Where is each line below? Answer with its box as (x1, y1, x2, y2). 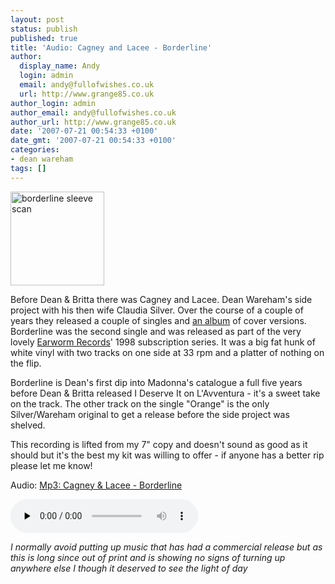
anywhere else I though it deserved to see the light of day (10, 562, 248, 574)
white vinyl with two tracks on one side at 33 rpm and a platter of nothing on (10, 346, 325, 358)
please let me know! (10, 459, 93, 471)
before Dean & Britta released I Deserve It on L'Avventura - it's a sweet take (10, 387, 321, 399)
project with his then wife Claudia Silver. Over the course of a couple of (10, 304, 304, 316)
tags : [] (10, 163, 47, 173)
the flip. (10, 357, 42, 369)
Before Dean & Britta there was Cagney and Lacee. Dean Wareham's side (10, 293, 313, 305)
